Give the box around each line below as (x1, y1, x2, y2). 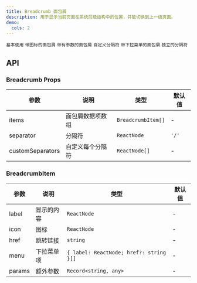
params (9, 267, 30, 275)
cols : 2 (11, 25, 30, 31)
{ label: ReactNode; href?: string (66, 250, 166, 256)
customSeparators (9, 146, 60, 155)
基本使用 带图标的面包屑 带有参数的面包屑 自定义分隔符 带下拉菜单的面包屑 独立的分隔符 (6, 42, 188, 48)
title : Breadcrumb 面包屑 (6, 8, 67, 15)
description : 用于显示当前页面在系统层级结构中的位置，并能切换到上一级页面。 (6, 14, 176, 20)
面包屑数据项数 (65, 112, 107, 120)
